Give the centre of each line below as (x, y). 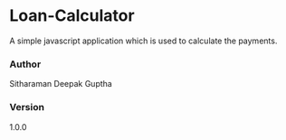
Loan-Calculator (72, 16)
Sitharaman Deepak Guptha (61, 84)
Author (25, 64)
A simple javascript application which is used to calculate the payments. (143, 41)
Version (27, 107)
